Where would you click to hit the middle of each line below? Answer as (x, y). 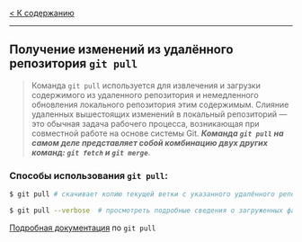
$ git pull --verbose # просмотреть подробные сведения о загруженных (146, 211)
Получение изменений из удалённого (121, 50)
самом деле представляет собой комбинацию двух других (149, 142)
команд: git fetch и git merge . (91, 152)
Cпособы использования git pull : (89, 175)
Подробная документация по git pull (83, 228)
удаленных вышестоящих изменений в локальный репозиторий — (159, 114)
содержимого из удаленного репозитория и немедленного (145, 94)
